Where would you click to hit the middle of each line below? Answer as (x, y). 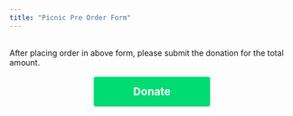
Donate (152, 92)
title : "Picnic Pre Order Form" (70, 18)
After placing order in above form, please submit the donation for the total (147, 53)
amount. (25, 62)
